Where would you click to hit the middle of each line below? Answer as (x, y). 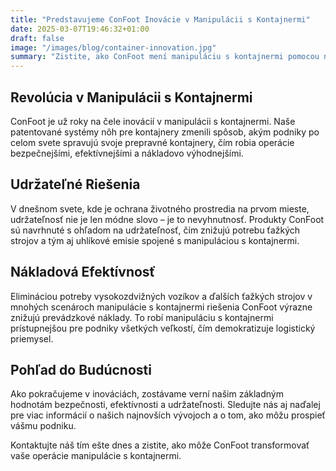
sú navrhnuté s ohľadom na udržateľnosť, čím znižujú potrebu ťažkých (155, 230)
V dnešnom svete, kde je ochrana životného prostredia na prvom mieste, (160, 208)
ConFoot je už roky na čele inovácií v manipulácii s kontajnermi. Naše (153, 121)
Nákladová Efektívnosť (83, 272)
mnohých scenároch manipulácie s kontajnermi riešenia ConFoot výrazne (161, 307)
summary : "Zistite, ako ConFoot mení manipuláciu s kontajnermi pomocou (165, 57)
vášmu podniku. (43, 426)
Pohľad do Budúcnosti (81, 369)
